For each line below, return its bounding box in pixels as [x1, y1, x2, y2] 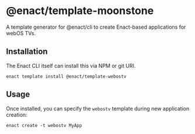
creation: [6, 111, 27, 118]
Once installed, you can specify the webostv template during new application [6, 105, 190, 112]
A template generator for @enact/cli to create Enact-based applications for [6, 23, 186, 30]
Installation [6, 47, 48, 57]
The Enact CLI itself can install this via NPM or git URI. [6, 62, 136, 69]
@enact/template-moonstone [6, 4, 154, 18]
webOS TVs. [6, 29, 36, 36]
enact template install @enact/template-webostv [6, 73, 127, 80]
